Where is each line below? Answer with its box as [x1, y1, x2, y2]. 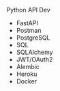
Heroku [16, 70, 37, 78]
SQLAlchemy [16, 48, 53, 56]
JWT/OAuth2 [16, 55, 53, 64]
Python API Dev [6, 6, 50, 14]
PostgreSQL [16, 34, 50, 42]
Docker [16, 77, 37, 85]
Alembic [16, 63, 40, 70]
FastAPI [16, 19, 38, 27]
